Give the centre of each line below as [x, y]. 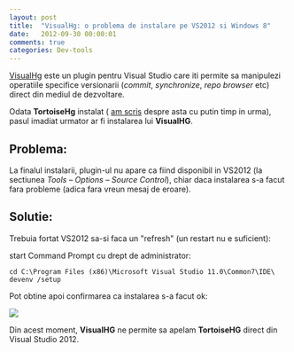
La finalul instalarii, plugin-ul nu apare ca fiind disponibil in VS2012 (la [136, 170]
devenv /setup [35, 279]
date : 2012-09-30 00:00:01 [63, 34]
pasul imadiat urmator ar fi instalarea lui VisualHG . [101, 121]
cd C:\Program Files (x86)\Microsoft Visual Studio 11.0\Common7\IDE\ [142, 271]
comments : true [37, 42]
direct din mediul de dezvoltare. [67, 95]
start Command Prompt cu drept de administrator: [101, 255]
